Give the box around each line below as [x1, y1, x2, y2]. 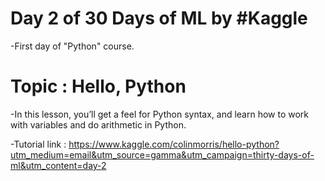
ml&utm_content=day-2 [10, 159, 107, 171]
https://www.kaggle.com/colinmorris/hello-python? [68, 138, 280, 150]
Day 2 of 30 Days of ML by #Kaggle [10, 7, 308, 30]
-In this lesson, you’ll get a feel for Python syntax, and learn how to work [10, 108, 310, 120]
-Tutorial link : [10, 138, 67, 150]
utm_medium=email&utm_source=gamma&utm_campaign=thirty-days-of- [10, 148, 315, 161]
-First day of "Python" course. [10, 40, 135, 52]
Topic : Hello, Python [10, 75, 187, 98]
